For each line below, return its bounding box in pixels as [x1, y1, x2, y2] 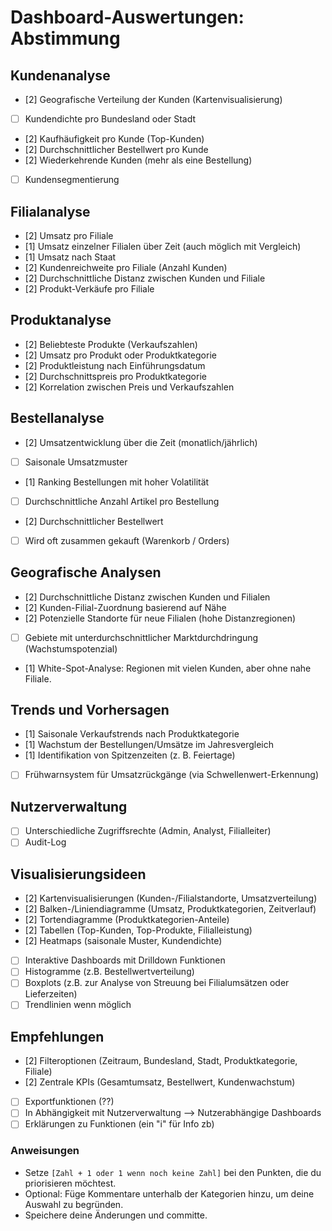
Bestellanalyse [10, 410, 105, 427]
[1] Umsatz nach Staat [24, 251, 117, 263]
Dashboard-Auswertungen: [10, 6, 245, 29]
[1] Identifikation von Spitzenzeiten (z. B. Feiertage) [24, 749, 236, 761]
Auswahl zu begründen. [24, 1198, 124, 1210]
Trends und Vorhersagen [10, 702, 170, 719]
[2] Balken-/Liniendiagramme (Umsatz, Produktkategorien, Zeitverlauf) [24, 903, 317, 915]
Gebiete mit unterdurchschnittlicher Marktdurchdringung [24, 631, 259, 643]
